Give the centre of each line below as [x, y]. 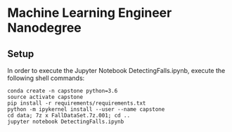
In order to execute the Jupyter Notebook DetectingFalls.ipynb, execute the [116, 71]
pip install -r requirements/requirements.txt [77, 103]
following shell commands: [46, 78]
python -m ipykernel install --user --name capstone [86, 110]
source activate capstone [45, 97]
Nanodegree [45, 28]
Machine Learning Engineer [90, 13]
